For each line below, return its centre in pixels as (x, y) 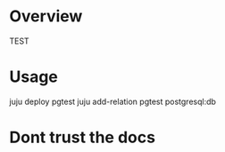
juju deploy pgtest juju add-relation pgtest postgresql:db (113, 101)
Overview (46, 16)
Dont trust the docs (83, 137)
